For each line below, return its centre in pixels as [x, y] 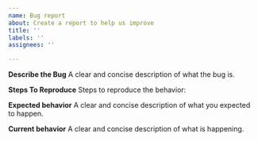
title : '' [25, 30]
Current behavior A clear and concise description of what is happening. [126, 129]
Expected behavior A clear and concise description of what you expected [129, 105]
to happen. [26, 114]
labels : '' [26, 38]
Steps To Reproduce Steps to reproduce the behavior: [97, 90]
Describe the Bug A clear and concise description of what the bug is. [122, 74]
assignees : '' [32, 45]
